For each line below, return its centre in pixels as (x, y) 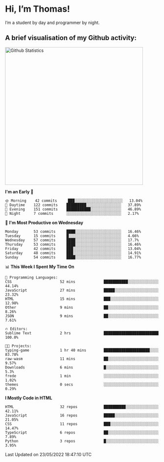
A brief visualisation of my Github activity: (71, 38)
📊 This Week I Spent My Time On (40, 266)
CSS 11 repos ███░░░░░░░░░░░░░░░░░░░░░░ (82, 424)
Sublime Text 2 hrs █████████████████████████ (82, 333)
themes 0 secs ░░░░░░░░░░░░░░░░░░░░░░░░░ (82, 384)
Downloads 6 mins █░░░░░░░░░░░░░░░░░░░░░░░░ (82, 367)
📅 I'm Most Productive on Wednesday (44, 222)
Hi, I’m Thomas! (37, 9)
